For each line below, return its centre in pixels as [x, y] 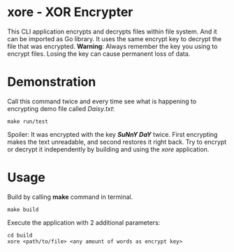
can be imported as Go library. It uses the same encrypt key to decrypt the [115, 38]
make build [23, 209]
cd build [20, 235]
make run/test [28, 121]
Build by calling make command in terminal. [70, 197]
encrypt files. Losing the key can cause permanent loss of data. [99, 54]
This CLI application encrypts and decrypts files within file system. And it [112, 31]
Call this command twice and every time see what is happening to [102, 101]
